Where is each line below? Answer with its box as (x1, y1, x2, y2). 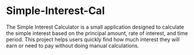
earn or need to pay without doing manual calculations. (6, 42, 139, 49)
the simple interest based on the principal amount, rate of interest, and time (6, 29, 188, 36)
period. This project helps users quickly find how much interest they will (6, 36, 180, 43)
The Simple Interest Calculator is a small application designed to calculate (6, 23, 185, 30)
